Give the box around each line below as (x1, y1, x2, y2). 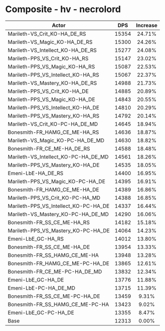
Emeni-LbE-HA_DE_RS (8, 170, 64, 177)
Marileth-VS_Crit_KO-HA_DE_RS (8, 30, 86, 37)
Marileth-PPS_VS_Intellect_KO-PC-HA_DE (8, 202, 110, 209)
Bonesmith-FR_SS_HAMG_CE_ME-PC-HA (8, 301, 109, 308)
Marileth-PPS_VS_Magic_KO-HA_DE (8, 96, 95, 103)
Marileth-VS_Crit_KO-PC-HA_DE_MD (8, 120, 98, 127)
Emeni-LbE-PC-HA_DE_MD (8, 284, 76, 291)
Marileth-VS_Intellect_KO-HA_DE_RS (8, 46, 97, 53)
